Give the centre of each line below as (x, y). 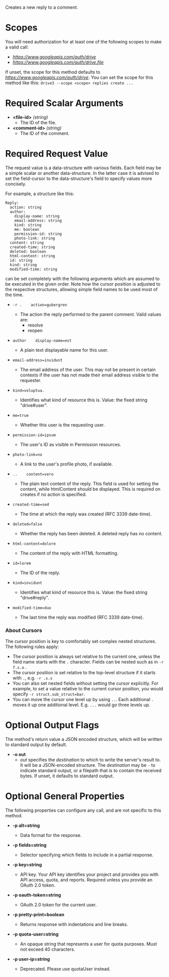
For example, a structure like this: (40, 194)
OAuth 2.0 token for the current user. (58, 905)
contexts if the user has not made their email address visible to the (89, 375)
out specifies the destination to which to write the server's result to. (90, 760)
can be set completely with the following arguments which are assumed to (82, 278)
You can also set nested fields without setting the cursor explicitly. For (86, 683)
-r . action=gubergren (40, 305)
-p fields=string (30, 845)
